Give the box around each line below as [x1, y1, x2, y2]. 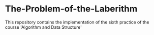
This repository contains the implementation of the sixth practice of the [5, 19, 150, 25]
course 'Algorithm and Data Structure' [5, 24, 82, 30]
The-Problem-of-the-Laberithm [5, 3, 138, 14]
